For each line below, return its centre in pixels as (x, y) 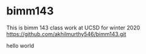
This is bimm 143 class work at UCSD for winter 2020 (73, 28)
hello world (20, 46)
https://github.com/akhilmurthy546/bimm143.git (66, 34)
